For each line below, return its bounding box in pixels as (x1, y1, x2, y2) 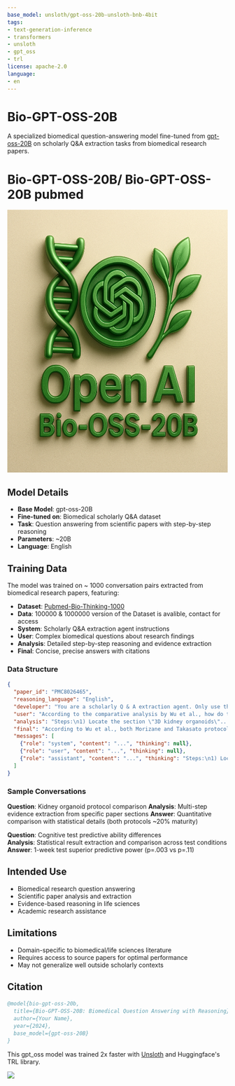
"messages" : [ (13, 733, 55, 740)
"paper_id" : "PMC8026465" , (13, 689, 92, 696)
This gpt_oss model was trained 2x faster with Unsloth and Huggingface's (7, 1050, 220, 1058)
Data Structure (7, 664, 59, 674)
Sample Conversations (7, 786, 86, 796)
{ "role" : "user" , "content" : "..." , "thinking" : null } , (20, 748, 187, 755)
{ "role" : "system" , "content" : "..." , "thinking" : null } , (20, 740, 192, 748)
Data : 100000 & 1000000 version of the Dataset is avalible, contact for (17, 610, 221, 618)
